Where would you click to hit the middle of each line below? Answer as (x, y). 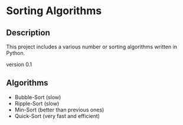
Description (28, 33)
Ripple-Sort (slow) (37, 103)
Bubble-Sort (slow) (38, 97)
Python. (16, 53)
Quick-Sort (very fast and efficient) (57, 116)
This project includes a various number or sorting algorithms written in (91, 47)
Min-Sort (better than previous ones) (59, 110)
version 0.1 (19, 64)
